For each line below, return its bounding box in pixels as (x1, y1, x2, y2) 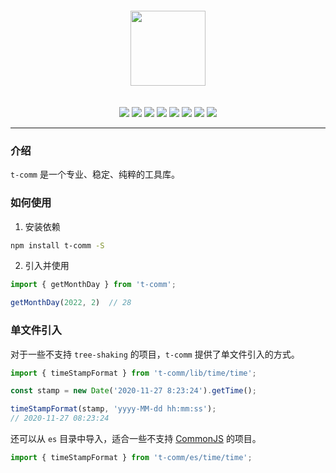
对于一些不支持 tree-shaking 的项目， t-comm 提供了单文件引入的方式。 (10, 348, 300, 360)
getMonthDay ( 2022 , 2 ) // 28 (10, 298, 132, 308)
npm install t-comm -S (10, 240, 105, 251)
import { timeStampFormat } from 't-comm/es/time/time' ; (10, 453, 253, 463)
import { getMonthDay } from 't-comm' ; (10, 280, 177, 290)
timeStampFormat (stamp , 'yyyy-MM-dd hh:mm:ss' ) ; (10, 404, 217, 414)
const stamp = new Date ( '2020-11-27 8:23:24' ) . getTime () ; (10, 386, 257, 396)
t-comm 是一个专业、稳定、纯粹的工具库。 (10, 168, 180, 181)
